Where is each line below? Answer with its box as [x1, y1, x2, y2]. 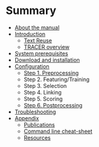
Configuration [14, 62, 50, 70]
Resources [23, 134, 51, 141]
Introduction [14, 30, 46, 37]
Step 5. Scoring [23, 95, 63, 102]
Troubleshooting [14, 108, 56, 115]
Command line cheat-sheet [23, 127, 93, 135]
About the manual [14, 24, 60, 31]
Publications [23, 121, 56, 128]
